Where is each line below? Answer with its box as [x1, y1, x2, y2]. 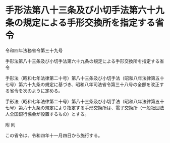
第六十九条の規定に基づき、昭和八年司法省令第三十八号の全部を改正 [18, 81, 160, 87]
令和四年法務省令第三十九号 [5, 47, 63, 53]
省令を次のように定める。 [9, 88, 63, 94]
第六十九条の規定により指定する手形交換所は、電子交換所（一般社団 [18, 104, 160, 111]
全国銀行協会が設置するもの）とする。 [9, 111, 89, 117]
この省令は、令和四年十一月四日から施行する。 [5, 132, 102, 138]
